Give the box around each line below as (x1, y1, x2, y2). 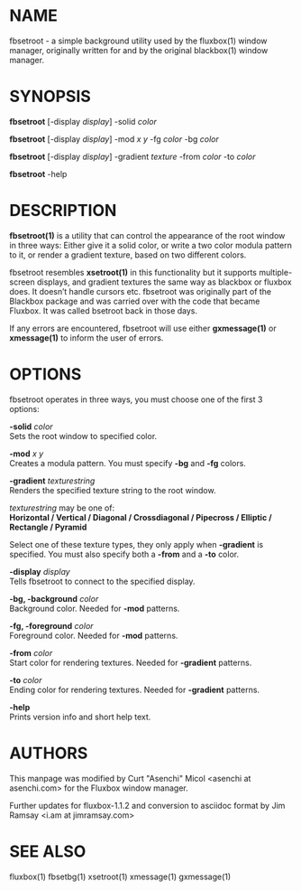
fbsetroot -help (9, 168, 68, 179)
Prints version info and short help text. (9, 711, 151, 722)
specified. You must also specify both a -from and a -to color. (9, 549, 240, 559)
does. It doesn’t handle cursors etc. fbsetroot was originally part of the (9, 286, 272, 296)
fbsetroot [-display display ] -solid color (9, 116, 158, 127)
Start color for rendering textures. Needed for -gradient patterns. (9, 657, 252, 668)
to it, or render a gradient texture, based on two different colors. (9, 249, 247, 260)
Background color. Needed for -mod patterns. (9, 603, 180, 614)
